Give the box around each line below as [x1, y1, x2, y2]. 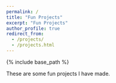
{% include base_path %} [6, 58, 69, 66]
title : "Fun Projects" [6, 14, 63, 20]
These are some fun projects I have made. [6, 70, 111, 77]
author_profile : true [6, 25, 60, 32]
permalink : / [6, 8, 39, 15]
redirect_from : [6, 31, 44, 37]
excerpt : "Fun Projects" [6, 20, 68, 26]
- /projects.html [11, 42, 55, 48]
